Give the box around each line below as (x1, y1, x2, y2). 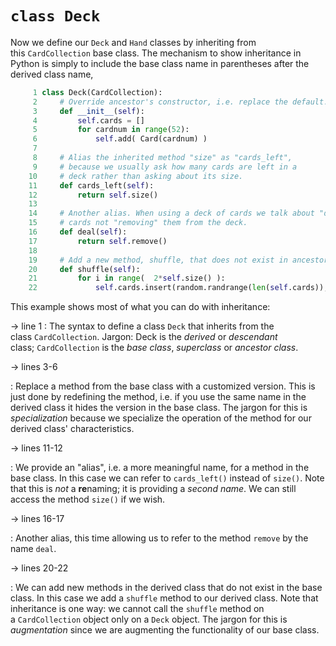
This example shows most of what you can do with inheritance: (10, 301, 271, 313)
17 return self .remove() (28, 236, 168, 246)
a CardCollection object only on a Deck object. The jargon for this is (10, 613, 288, 626)
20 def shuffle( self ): (28, 264, 141, 274)
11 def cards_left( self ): (28, 180, 155, 191)
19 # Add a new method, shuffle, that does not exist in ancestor (28, 255, 329, 265)
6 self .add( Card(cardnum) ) (32, 134, 208, 144)
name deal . (10, 543, 57, 555)
